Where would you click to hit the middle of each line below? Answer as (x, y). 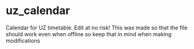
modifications (23, 40)
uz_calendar (38, 11)
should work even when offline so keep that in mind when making (89, 34)
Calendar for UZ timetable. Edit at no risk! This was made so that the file (97, 28)
